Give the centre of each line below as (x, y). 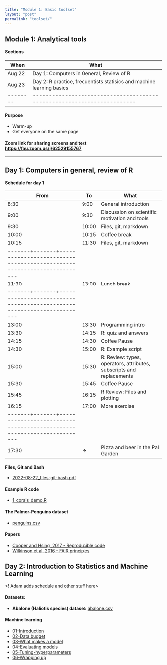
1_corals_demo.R (30, 500)
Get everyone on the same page (45, 132)
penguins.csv (26, 523)
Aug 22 (16, 73)
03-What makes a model (38, 641)
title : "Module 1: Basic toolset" (41, 10)
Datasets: (15, 597)
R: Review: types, (121, 357)
